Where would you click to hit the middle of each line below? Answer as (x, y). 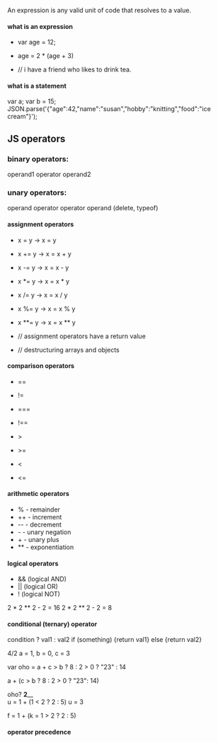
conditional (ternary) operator (52, 624)
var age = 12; (36, 42)
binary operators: (38, 159)
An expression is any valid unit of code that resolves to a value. (99, 10)
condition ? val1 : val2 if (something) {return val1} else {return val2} (105, 640)
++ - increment (40, 517)
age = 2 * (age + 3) (46, 56)
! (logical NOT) (39, 594)
